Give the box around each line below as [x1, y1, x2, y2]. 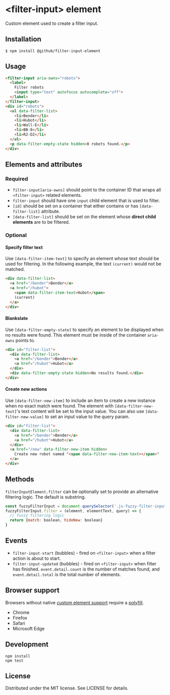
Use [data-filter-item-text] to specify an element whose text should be [5, 256, 159, 262]
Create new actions [5, 386, 47, 392]
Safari [12, 620, 25, 626]
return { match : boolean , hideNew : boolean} [10, 518, 103, 523]
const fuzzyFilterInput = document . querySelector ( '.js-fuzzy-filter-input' [5, 504, 168, 509]
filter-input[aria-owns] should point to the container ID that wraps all [12, 187, 161, 193]
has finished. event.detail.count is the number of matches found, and [12, 566, 160, 572]
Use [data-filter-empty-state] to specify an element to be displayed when [5, 326, 163, 333]
